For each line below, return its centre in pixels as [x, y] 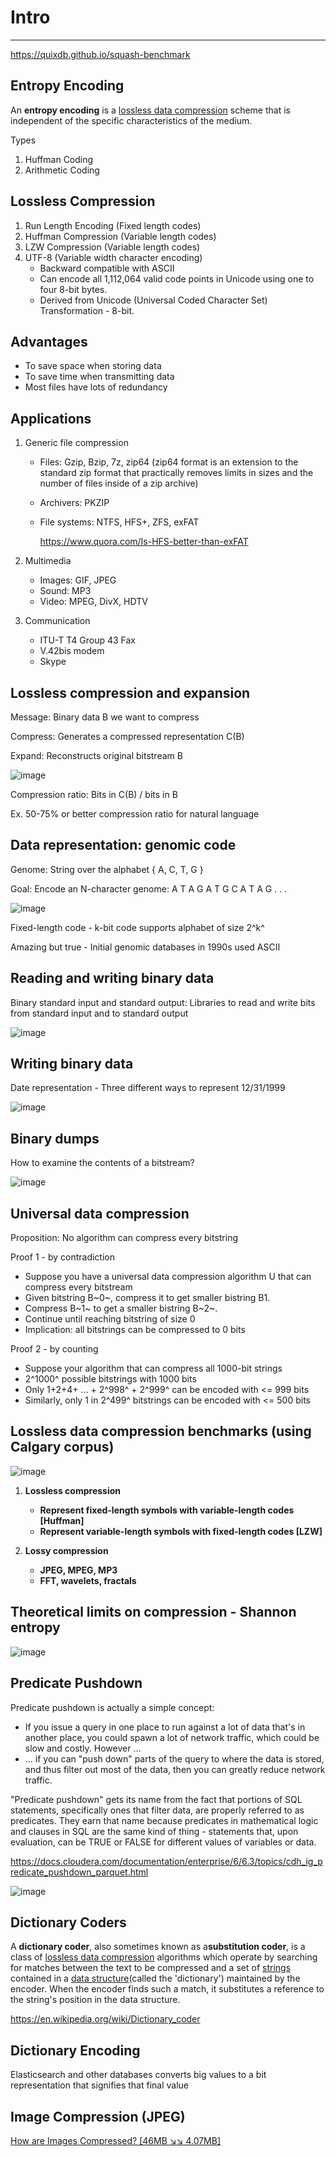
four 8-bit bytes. [73, 289]
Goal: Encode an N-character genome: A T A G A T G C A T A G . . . [149, 888]
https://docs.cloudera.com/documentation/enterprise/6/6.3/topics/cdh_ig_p [166, 1861]
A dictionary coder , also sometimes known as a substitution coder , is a [158, 1947]
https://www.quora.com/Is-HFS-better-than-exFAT [144, 542]
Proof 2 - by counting [54, 1349]
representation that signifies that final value [99, 2085]
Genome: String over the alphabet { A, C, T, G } [107, 869]
